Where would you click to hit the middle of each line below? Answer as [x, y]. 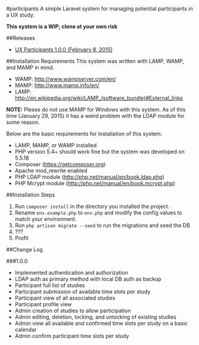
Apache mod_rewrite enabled [51, 170]
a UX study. [20, 15]
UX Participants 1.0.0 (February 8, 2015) [64, 49]
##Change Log [24, 249]
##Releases [21, 38]
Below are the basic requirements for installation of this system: [84, 134]
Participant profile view [43, 304]
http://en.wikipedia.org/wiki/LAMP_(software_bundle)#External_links [99, 98]
